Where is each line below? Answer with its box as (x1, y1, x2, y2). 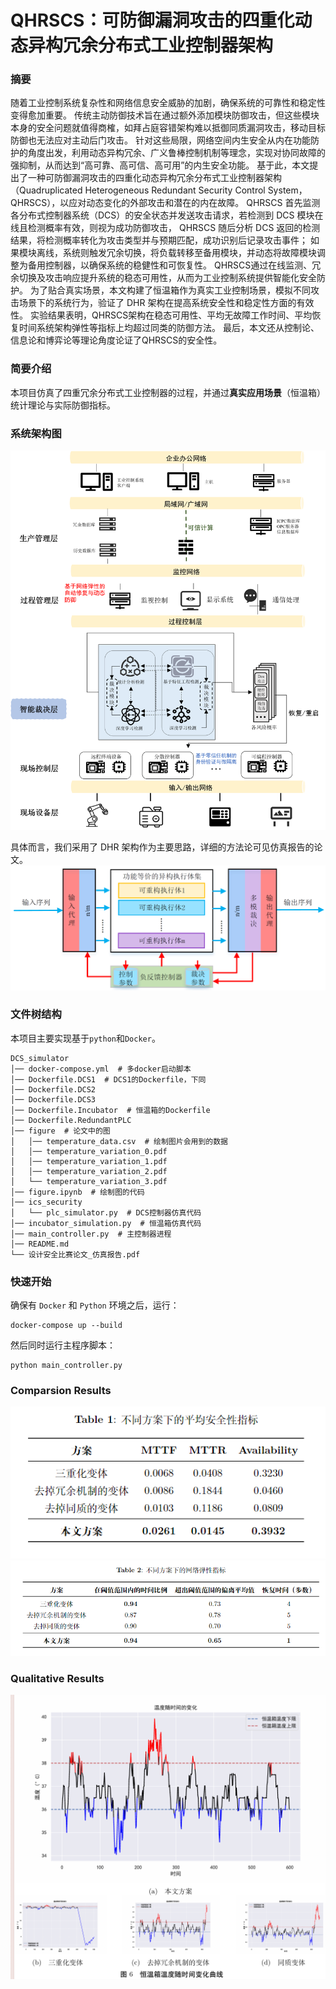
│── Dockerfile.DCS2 (10, 1084, 97, 1095)
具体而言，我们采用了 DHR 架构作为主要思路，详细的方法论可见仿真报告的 (10, 841, 315, 853)
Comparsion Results (10, 1384, 112, 1398)
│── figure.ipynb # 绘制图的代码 (10, 1187, 145, 1197)
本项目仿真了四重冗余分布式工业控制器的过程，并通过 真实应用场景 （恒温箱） (10, 386, 326, 398)
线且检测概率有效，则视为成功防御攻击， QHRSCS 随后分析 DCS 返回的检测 (10, 222, 321, 234)
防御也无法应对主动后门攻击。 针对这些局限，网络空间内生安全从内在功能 (10, 134, 311, 146)
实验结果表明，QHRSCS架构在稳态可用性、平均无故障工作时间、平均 (29, 309, 313, 321)
